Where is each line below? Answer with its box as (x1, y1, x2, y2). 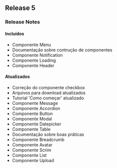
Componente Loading (12, 57, 56, 63)
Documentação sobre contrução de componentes (12, 47, 113, 53)
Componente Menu (12, 42, 51, 48)
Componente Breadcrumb (12, 137, 65, 143)
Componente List (12, 152, 47, 158)
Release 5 (5, 4, 36, 12)
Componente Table (12, 126, 51, 132)
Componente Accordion (12, 105, 60, 111)
